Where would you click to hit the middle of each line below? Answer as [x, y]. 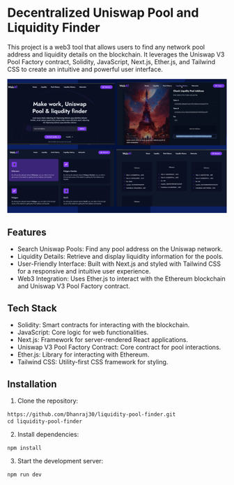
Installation [32, 384]
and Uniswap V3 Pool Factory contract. [73, 286]
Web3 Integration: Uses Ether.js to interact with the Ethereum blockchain [121, 279]
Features [27, 232]
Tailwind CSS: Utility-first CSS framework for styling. [93, 362]
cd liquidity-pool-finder [45, 421]
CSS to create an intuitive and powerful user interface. [85, 69]
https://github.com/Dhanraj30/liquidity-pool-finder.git [92, 415]
